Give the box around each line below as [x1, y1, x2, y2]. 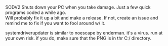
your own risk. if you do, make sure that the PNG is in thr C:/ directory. [5, 35, 152, 41]
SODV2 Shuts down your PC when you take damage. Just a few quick [5, 4, 151, 10]
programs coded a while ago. [5, 9, 67, 15]
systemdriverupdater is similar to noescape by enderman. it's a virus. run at [5, 30, 163, 35]
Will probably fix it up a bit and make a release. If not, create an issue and [5, 15, 158, 20]
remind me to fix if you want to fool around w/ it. [5, 20, 106, 26]
